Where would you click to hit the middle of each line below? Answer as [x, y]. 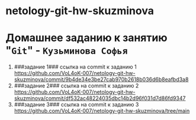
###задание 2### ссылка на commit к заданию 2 [76, 86]
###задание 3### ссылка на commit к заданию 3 [76, 105]
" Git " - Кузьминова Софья [67, 51]
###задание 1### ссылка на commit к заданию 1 [75, 67]
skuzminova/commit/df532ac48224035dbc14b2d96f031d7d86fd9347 [100, 98]
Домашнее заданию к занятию [86, 38]
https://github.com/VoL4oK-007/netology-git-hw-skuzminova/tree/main [102, 111]
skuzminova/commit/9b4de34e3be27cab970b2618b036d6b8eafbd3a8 [101, 80]
